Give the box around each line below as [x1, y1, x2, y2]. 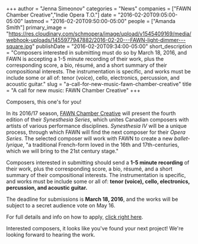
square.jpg [6, 43, 33, 50]
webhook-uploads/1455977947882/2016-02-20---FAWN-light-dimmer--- [6, 37, 186, 43]
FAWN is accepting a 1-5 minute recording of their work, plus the [6, 56, 164, 62]
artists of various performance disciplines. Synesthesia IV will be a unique [6, 123, 187, 129]
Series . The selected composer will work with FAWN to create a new [6, 135, 173, 142]
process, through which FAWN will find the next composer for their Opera [6, 129, 186, 136]
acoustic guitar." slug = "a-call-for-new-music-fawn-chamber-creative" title [6, 81, 191, 88]
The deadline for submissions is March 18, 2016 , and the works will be [6, 195, 178, 203]
